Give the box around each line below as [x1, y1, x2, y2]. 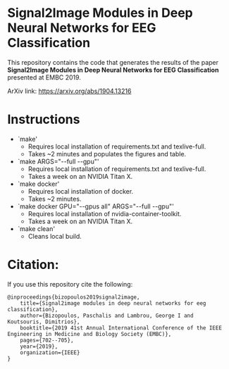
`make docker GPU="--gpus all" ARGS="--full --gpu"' [17, 202, 174, 211]
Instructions [7, 111, 80, 127]
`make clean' [17, 224, 55, 233]
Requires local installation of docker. [27, 187, 134, 195]
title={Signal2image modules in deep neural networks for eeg [20, 299, 206, 307]
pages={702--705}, [20, 337, 74, 344]
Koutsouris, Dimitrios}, [7, 318, 80, 325]
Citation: [7, 257, 59, 273]
